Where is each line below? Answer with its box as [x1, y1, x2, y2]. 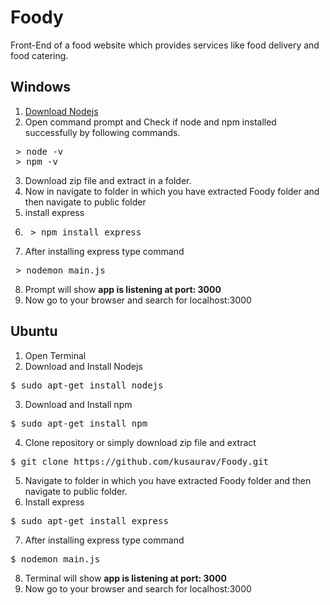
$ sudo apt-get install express [10, 515, 169, 526]
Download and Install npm [24, 398, 133, 410]
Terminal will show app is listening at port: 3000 [24, 572, 227, 584]
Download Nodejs [24, 105, 99, 117]
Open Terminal [24, 349, 87, 361]
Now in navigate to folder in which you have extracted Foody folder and [24, 185, 320, 197]
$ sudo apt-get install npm [10, 417, 148, 429]
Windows [10, 79, 71, 96]
